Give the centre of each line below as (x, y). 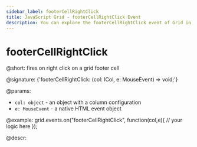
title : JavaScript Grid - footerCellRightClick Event (74, 17)
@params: (19, 91)
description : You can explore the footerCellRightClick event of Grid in (99, 22)
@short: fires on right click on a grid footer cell (63, 68)
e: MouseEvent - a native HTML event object (68, 109)
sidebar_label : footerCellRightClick (52, 12)
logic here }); (22, 126)
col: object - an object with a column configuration (78, 102)
